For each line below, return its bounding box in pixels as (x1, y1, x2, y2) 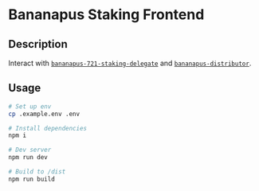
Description (8, 37, 68, 51)
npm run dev (8, 154, 48, 162)
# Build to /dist (8, 168, 66, 176)
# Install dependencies (8, 124, 88, 132)
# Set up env (8, 102, 52, 111)
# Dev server (8, 146, 52, 154)
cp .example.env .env (8, 110, 80, 118)
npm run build (8, 175, 56, 183)
